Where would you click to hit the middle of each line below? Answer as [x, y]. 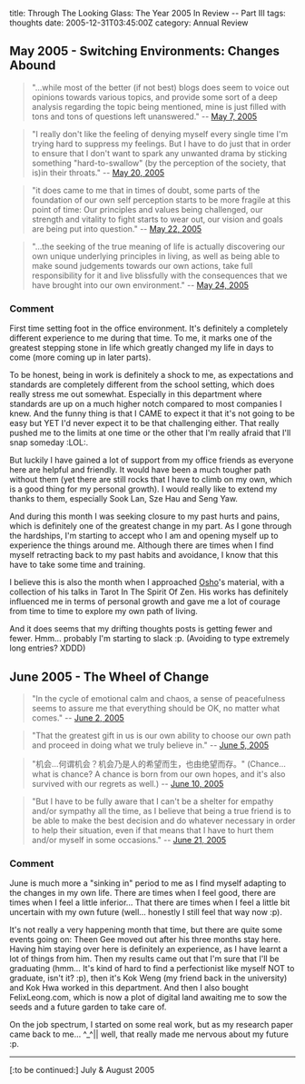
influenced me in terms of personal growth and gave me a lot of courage [145, 602]
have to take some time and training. [78, 565]
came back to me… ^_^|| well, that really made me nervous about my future [149, 1034]
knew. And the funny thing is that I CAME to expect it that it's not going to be [152, 413]
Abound [33, 66]
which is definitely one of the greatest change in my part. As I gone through [151, 526]
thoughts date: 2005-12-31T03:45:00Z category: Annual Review [129, 23]
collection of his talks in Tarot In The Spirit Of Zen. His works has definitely [149, 592]
